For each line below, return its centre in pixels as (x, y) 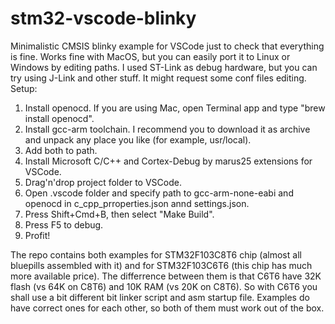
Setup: (24, 88)
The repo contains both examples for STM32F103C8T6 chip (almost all (156, 254)
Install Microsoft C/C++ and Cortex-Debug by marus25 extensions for (168, 161)
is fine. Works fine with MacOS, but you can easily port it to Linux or (150, 56)
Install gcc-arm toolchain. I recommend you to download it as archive (167, 129)
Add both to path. (61, 150)
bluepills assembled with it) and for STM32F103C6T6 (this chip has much (161, 265)
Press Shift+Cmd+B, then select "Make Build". (119, 214)
